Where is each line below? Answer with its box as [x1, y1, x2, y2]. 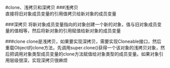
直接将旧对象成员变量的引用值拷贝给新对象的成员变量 [5, 11, 117, 17]
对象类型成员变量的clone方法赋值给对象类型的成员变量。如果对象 [22, 51, 159, 57]
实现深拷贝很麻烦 [31, 57, 67, 63]
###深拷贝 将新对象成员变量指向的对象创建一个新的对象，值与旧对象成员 [5, 22, 157, 27]
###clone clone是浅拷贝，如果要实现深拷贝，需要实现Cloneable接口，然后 [5, 38, 161, 44]
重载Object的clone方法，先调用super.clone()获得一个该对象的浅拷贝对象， [5, 45, 161, 50]
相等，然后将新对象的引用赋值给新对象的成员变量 [18, 28, 121, 34]
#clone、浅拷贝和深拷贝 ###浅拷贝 [5, 5, 79, 10]
